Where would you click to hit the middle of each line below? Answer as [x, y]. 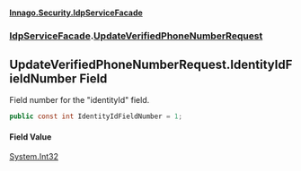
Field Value [31, 137]
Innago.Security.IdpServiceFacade [76, 13]
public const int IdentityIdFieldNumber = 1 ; [96, 116]
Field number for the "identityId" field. [80, 100]
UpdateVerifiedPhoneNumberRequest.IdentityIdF [151, 64]
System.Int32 [34, 157]
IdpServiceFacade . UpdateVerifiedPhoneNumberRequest [136, 36]
